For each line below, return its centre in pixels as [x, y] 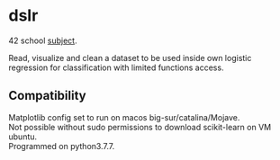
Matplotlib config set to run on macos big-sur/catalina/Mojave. [124, 117]
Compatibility [47, 96]
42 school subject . [43, 40]
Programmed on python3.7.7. [62, 146]
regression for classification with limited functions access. [116, 67]
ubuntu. [23, 137]
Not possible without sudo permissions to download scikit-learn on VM [140, 127]
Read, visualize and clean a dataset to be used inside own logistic [130, 58]
